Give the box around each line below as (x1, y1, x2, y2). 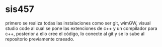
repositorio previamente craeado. (5, 36, 74, 42)
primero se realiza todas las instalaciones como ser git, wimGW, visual (5, 20, 151, 26)
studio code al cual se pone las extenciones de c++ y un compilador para (5, 25, 157, 31)
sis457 (5, 3, 34, 15)
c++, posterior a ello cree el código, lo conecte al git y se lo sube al (5, 30, 145, 36)
